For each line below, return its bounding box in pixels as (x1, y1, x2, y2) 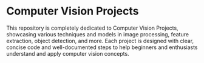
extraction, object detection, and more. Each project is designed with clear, (6, 37, 194, 44)
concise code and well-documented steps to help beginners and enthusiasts (6, 44, 198, 51)
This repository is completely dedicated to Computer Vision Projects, (6, 24, 178, 31)
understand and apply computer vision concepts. (6, 50, 129, 57)
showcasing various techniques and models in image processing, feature (6, 30, 189, 38)
